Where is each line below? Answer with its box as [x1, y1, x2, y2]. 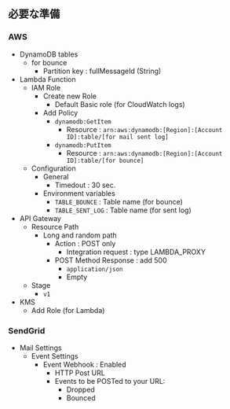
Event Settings [31, 351, 78, 360]
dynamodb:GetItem [54, 117, 111, 126]
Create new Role [42, 91, 97, 101]
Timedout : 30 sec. [54, 180, 116, 190]
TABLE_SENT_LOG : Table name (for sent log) [54, 205, 192, 215]
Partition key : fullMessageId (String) [42, 66, 162, 76]
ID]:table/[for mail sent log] [66, 133, 169, 141]
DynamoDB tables [19, 50, 78, 59]
